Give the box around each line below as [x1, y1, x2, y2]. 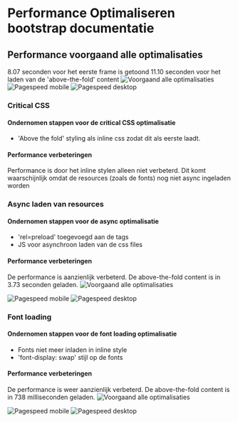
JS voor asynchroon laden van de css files [17, 241, 143, 249]
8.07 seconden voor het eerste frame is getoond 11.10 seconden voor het [7, 68, 221, 76]
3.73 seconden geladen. [7, 280, 78, 288]
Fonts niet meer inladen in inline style [17, 345, 128, 354]
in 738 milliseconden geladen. [7, 393, 95, 401]
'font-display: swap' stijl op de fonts [17, 353, 123, 361]
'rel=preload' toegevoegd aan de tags [17, 233, 129, 241]
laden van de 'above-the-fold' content [7, 75, 120, 84]
